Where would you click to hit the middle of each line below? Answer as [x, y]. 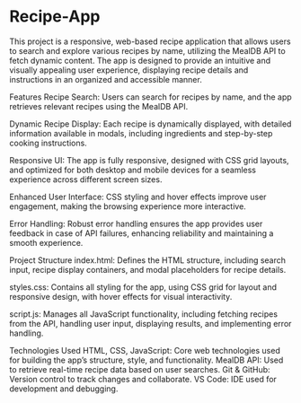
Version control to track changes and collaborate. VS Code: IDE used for [143, 379]
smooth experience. [46, 242]
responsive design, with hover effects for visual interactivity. [121, 296]
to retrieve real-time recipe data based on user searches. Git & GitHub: [140, 369]
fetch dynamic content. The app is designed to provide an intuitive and [140, 60]
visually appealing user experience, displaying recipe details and [129, 70]
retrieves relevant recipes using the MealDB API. [99, 106]
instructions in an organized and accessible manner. [106, 79]
